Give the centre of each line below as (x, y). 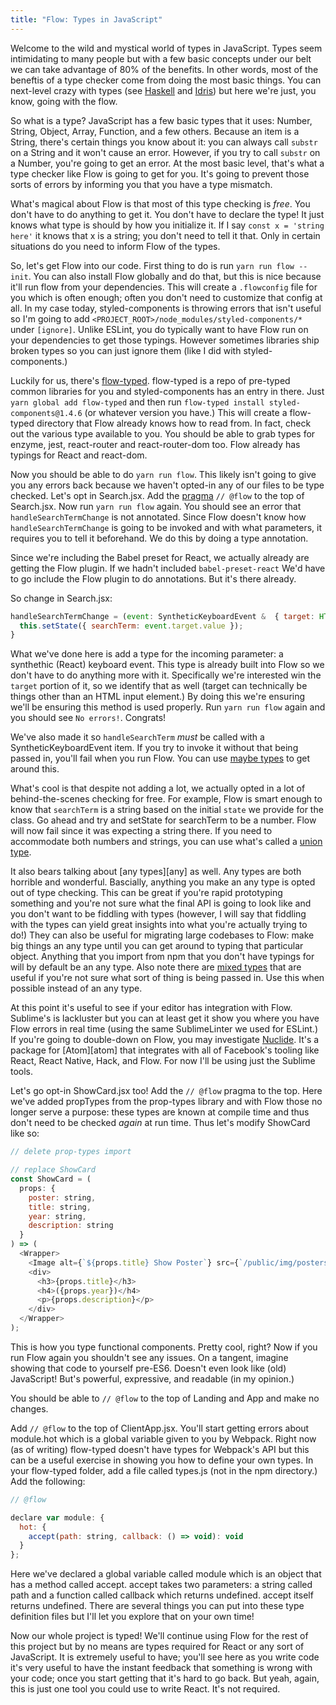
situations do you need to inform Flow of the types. (115, 246)
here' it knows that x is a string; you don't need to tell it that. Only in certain (165, 235)
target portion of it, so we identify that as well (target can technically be (159, 686)
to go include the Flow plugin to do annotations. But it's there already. (153, 578)
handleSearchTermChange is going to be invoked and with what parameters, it (166, 527)
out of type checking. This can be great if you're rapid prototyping (146, 893)
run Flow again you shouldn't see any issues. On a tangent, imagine (149, 1357)
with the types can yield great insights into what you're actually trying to (159, 925)
